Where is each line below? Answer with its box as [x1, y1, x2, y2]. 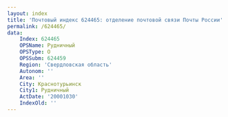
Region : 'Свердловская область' [19, 61, 112, 68]
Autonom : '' [19, 67, 54, 74]
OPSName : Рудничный [19, 42, 76, 49]
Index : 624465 [19, 36, 60, 43]
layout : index [7, 10, 48, 17]
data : [7, 29, 23, 36]
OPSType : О [19, 49, 51, 56]
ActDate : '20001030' [19, 94, 79, 100]
